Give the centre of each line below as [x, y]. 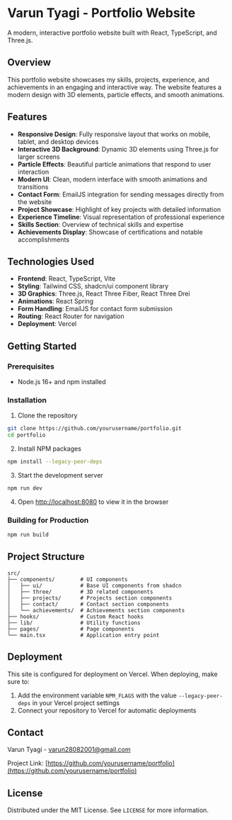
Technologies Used [51, 261]
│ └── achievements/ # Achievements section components [96, 610]
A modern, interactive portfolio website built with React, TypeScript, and [112, 33]
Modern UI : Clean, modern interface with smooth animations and [112, 179]
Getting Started [42, 346]
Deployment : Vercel [47, 324]
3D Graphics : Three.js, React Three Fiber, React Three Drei [104, 294]
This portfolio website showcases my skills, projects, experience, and [109, 79]
